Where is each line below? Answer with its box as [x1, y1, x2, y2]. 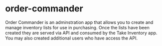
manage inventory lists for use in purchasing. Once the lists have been [5, 24, 150, 30]
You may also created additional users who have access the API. [5, 35, 138, 41]
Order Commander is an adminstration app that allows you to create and [5, 19, 154, 25]
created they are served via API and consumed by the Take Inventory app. [5, 30, 158, 36]
